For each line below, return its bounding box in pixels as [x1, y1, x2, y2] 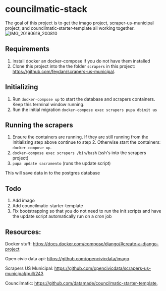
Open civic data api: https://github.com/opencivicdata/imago [5, 256, 130, 261]
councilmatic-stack [5, 3, 88, 15]
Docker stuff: [5, 241, 32, 246]
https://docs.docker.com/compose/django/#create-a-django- [33, 241, 159, 246]
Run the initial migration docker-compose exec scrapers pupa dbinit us [12, 107, 158, 113]
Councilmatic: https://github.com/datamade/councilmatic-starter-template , [5, 280, 158, 286]
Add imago [12, 197, 35, 204]
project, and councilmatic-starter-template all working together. [5, 25, 135, 31]
